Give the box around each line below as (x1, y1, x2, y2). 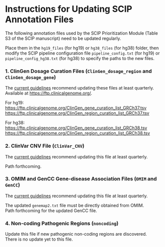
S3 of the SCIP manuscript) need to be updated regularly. (5, 35, 121, 41)
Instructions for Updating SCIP (5, 3, 133, 15)
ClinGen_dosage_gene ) (5, 74, 56, 81)
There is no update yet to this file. (5, 236, 73, 242)
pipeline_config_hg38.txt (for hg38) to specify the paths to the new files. (5, 55, 155, 61)
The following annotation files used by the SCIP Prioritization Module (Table (5, 30, 158, 36)
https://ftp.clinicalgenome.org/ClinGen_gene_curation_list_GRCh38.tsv (5, 125, 147, 131)
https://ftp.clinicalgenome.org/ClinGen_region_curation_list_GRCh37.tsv (5, 110, 150, 116)
